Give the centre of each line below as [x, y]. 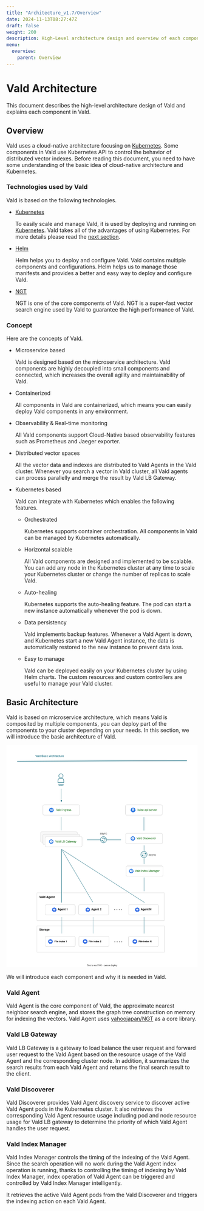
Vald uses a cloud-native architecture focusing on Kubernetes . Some [92, 145]
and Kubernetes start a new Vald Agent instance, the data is [99, 641]
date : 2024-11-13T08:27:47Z [42, 19]
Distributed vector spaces [47, 453]
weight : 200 [21, 32]
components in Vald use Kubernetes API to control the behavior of [89, 152]
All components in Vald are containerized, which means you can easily [103, 405]
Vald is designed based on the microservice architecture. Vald [93, 362]
